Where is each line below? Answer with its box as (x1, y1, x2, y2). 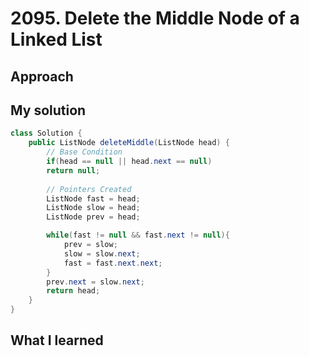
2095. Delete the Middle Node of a (10, 7, 300, 30)
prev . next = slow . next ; (46, 277, 145, 287)
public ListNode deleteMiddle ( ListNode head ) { (28, 138, 230, 148)
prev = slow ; (63, 240, 118, 250)
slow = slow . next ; (63, 248, 141, 259)
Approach (10, 68, 74, 85)
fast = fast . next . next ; (63, 258, 163, 268)
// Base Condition (46, 147, 123, 157)
